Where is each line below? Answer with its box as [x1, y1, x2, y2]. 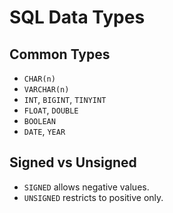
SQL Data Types [9, 6, 146, 29]
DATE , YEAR [23, 126, 66, 137]
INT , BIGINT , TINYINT [23, 94, 107, 105]
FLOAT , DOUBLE [23, 104, 79, 116]
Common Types [9, 46, 111, 63]
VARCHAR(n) [23, 85, 70, 95]
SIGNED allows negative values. [23, 181, 150, 193]
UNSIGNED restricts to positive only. [23, 191, 164, 203]
